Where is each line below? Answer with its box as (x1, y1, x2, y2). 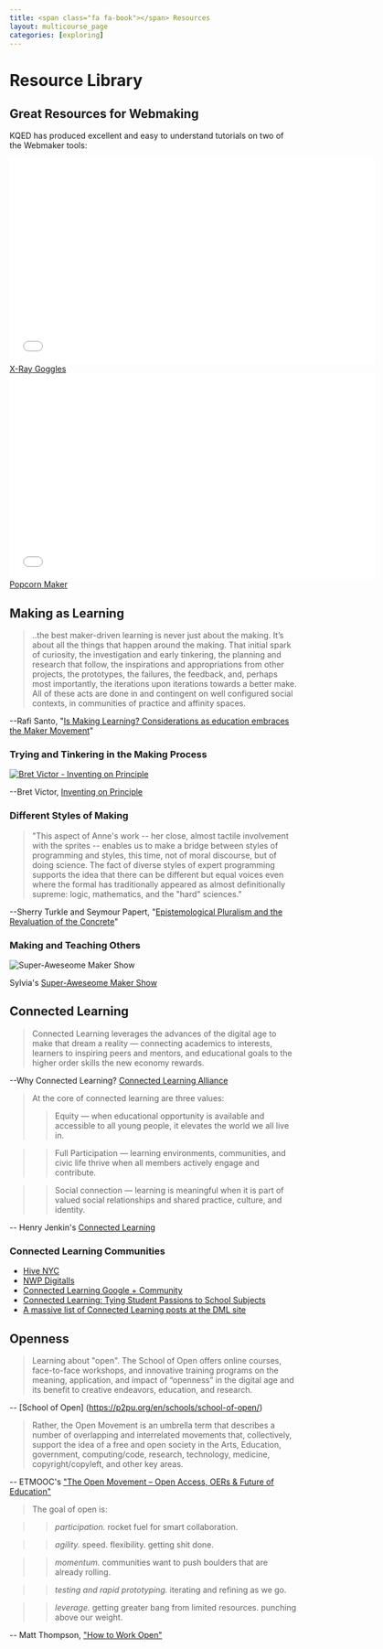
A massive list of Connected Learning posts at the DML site (22, 1304, 247, 1315)
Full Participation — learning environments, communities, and (54, 1147, 286, 1158)
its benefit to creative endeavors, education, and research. (31, 1385, 253, 1395)
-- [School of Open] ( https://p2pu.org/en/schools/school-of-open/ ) (9, 1402, 263, 1413)
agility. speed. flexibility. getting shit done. (54, 1539, 215, 1550)
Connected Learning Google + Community (22, 1285, 183, 1296)
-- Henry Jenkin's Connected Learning (9, 1222, 155, 1233)
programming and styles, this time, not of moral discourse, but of (31, 850, 277, 861)
